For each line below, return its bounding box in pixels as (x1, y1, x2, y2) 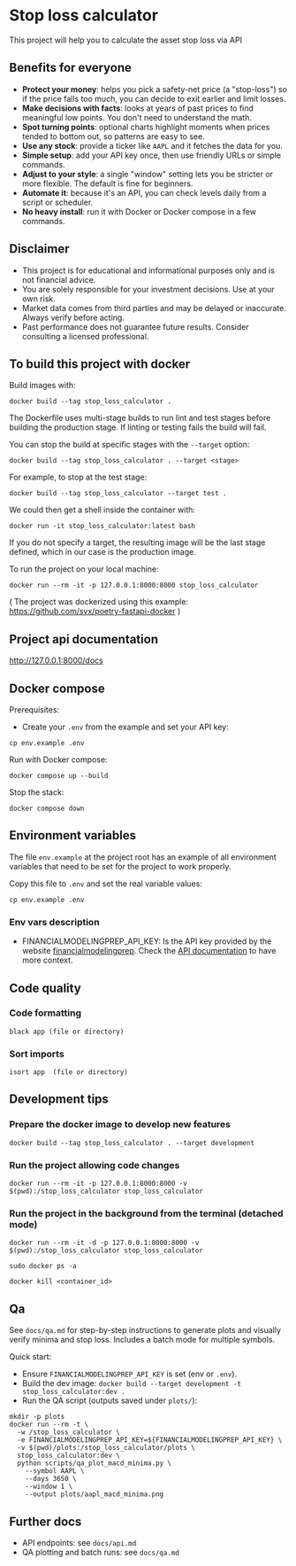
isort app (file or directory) (9, 1068, 128, 1077)
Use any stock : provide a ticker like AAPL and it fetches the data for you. (21, 140, 283, 151)
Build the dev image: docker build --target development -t (21, 1378, 241, 1389)
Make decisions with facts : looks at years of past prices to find (21, 103, 254, 113)
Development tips (9, 1092, 109, 1107)
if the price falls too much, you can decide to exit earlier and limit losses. (21, 93, 286, 104)
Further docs (9, 1514, 82, 1529)
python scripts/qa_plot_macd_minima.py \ (17, 1459, 172, 1468)
